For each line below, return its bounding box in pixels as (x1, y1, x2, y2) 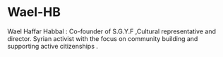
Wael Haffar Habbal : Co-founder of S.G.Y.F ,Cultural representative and (7, 27, 217, 35)
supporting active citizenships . (7, 42, 99, 50)
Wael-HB (7, 4, 61, 20)
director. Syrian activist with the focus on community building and (7, 34, 198, 42)
